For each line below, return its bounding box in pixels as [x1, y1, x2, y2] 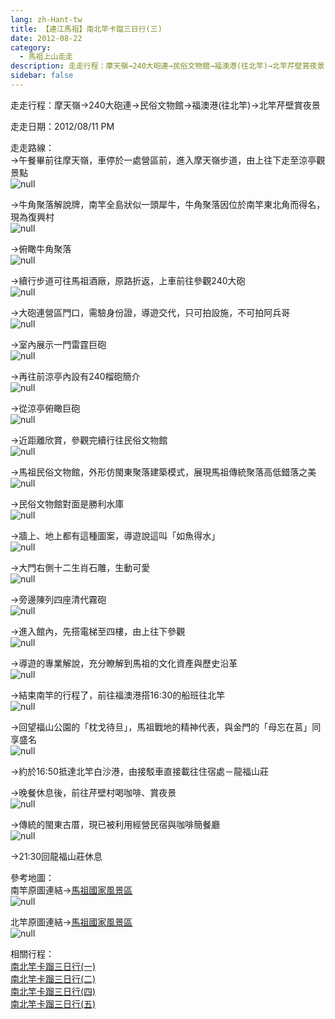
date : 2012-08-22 [10, 33, 83, 43]
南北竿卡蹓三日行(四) [10, 985, 97, 997]
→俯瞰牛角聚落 [10, 242, 72, 255]
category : [10, 42, 52, 53]
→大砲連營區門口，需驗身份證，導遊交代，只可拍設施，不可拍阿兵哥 [10, 306, 291, 318]
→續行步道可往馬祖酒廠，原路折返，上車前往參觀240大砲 [10, 274, 246, 286]
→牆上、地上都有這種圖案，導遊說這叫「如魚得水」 [10, 529, 221, 541]
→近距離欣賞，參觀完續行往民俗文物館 [10, 434, 168, 446]
